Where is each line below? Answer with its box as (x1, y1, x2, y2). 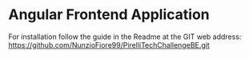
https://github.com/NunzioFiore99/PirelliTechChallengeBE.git (8, 40, 210, 49)
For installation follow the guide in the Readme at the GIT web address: (8, 32, 242, 41)
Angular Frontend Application (8, 6, 210, 24)
